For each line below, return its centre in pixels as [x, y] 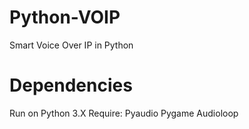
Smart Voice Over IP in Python [71, 45]
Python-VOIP [65, 17]
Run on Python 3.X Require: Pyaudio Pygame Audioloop [124, 113]
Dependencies [71, 85]
